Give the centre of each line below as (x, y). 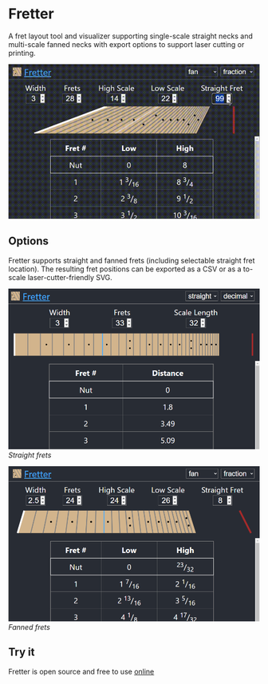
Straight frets (30, 455)
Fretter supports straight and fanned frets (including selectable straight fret (132, 260)
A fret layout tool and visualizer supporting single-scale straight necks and (130, 36)
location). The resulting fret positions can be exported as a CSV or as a (125, 269)
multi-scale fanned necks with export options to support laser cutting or (126, 44)
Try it (22, 652)
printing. (22, 53)
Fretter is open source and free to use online (81, 671)
